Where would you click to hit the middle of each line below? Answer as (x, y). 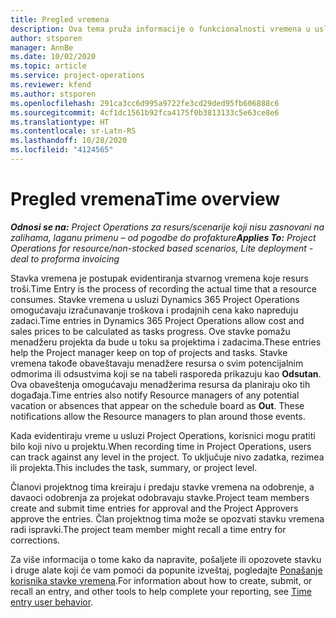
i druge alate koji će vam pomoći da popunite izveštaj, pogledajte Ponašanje (166, 570)
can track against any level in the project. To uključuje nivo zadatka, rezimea (167, 457)
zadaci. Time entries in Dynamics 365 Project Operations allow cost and (157, 320)
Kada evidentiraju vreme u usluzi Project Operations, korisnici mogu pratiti (163, 435)
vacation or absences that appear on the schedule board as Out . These (157, 405)
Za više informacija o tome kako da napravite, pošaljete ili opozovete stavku (166, 559)
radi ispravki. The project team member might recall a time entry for (148, 529)
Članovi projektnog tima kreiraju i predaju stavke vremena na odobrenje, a (162, 487)
